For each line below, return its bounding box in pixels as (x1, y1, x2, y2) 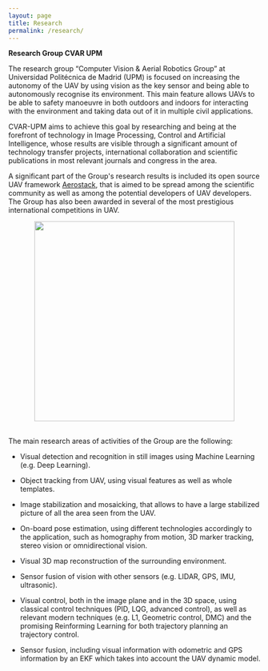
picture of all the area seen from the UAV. (19, 509, 156, 518)
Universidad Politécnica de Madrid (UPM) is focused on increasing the (8, 73, 240, 82)
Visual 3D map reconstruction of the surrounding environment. (19, 557, 226, 566)
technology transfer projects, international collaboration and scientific (8, 147, 238, 157)
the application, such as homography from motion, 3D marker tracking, (19, 533, 254, 542)
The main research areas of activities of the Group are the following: (8, 437, 234, 446)
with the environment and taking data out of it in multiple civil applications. (8, 106, 254, 116)
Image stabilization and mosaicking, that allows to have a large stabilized (19, 500, 260, 509)
